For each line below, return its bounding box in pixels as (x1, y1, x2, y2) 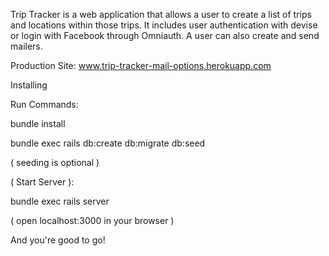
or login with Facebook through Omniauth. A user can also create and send (10, 30, 320, 41)
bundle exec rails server (10, 195, 110, 207)
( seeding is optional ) (10, 157, 100, 168)
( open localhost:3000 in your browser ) (10, 215, 175, 226)
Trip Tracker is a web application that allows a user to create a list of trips (10, 9, 312, 20)
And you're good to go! (10, 234, 106, 246)
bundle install (10, 118, 66, 129)
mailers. (10, 40, 43, 52)
